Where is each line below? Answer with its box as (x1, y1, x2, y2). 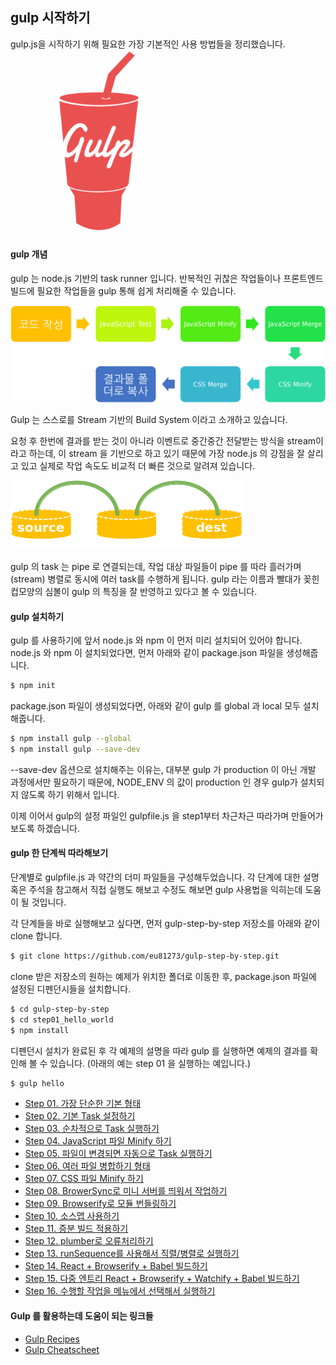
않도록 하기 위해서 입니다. (20, 788, 120, 800)
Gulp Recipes (24, 1333, 80, 1345)
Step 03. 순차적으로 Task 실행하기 (24, 1123, 160, 1135)
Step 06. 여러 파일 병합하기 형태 (24, 1160, 151, 1172)
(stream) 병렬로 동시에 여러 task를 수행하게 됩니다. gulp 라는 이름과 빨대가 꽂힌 (10, 573, 320, 585)
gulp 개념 (10, 248, 48, 260)
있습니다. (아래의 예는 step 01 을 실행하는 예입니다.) (49, 1057, 252, 1069)
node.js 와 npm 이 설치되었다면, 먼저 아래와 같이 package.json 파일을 (10, 647, 284, 659)
